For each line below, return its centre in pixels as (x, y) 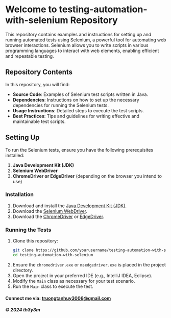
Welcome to (31, 9)
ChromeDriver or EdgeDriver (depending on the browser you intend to (87, 176)
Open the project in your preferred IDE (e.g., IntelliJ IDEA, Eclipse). (82, 275)
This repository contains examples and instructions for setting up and (78, 34)
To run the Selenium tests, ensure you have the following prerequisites (79, 150)
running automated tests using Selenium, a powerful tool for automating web (86, 40)
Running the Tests (28, 230)
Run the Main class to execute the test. (53, 286)
